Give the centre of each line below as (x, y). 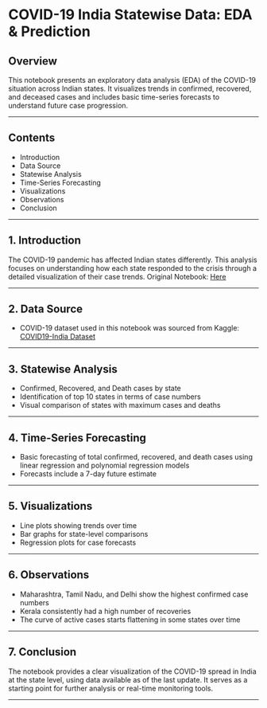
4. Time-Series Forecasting (77, 438)
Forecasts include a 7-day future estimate (88, 474)
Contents (32, 138)
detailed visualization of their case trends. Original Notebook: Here (117, 276)
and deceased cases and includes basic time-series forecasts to (114, 97)
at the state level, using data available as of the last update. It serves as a (128, 679)
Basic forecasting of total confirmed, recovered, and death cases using (136, 457)
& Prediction (50, 31)
